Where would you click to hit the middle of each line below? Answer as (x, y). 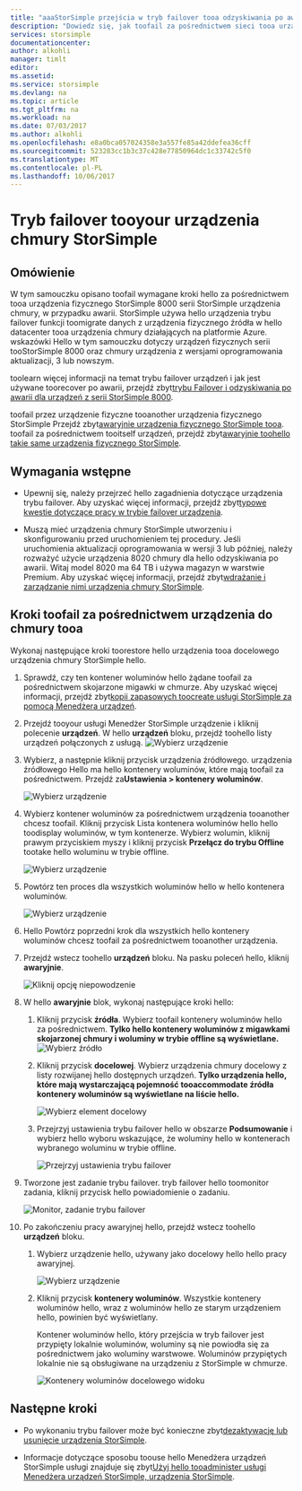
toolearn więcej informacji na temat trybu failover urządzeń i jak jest (135, 379)
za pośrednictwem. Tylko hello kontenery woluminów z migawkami (163, 1029)
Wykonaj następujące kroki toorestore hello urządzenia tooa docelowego (145, 650)
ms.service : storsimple (55, 84)
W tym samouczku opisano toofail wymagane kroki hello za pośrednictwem (150, 294)
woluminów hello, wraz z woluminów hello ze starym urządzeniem (159, 1307)
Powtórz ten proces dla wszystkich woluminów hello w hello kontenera (154, 886)
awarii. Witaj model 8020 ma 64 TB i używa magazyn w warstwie (144, 568)
